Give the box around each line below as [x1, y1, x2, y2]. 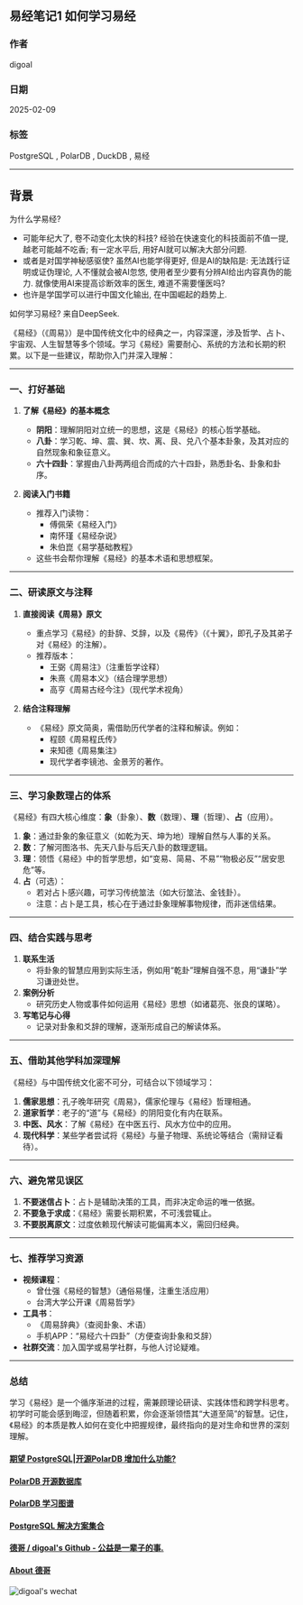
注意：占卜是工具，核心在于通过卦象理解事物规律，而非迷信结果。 [35, 898, 281, 909]
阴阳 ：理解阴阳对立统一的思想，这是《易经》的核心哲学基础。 [35, 425, 266, 436]
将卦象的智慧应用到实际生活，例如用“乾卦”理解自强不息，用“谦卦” [35, 965, 280, 976]
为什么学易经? [9, 214, 61, 225]
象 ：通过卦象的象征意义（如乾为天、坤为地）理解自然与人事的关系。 [22, 830, 276, 841]
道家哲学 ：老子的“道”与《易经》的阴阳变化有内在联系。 [22, 1107, 228, 1118]
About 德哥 [9, 1565, 51, 1576]
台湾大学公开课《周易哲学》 [35, 1297, 140, 1307]
